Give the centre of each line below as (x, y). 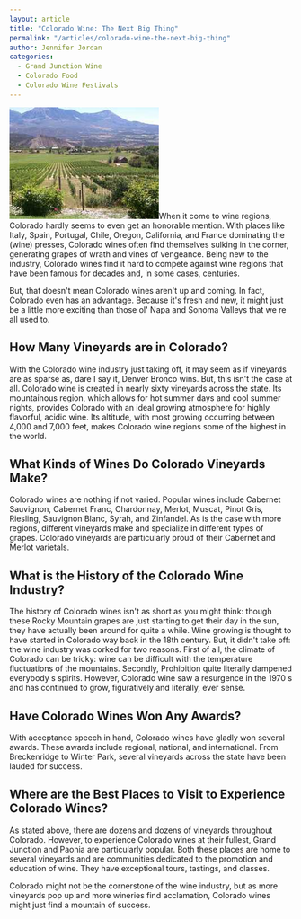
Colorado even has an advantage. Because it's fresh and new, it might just (146, 300)
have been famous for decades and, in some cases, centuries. (124, 273)
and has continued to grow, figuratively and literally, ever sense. (127, 688)
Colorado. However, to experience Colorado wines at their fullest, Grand (143, 839)
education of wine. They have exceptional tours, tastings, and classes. (139, 868)
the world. (28, 436)
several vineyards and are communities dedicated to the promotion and (141, 859)
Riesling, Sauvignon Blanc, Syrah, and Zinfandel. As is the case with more (146, 519)
